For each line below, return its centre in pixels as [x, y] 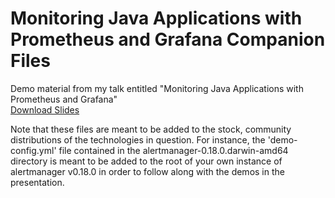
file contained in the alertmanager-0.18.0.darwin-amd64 [173, 150]
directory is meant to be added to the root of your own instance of [146, 161]
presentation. [37, 182]
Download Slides [45, 109]
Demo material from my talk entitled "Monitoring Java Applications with [157, 88]
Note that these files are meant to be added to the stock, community [151, 129]
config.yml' [33, 150]
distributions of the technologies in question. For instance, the [138, 139]
